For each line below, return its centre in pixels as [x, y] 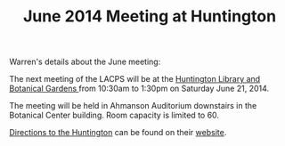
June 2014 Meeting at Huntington [150, 16]
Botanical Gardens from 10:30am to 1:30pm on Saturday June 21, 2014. [139, 89]
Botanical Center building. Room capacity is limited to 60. [114, 115]
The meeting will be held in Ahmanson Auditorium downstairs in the [133, 106]
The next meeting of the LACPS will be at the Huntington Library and [135, 79]
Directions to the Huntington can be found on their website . [118, 133]
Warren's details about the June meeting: [85, 62]
